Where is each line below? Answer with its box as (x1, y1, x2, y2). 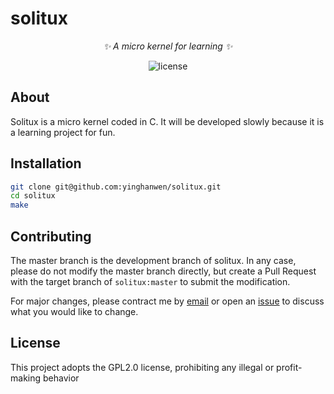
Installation (10, 155, 82, 172)
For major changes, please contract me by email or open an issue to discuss (10, 295, 325, 307)
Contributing (10, 228, 92, 245)
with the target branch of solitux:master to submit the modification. (10, 276, 291, 287)
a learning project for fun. (10, 126, 116, 138)
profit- (276, 361, 303, 373)
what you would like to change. (10, 306, 139, 317)
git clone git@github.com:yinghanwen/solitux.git (10, 182, 222, 192)
